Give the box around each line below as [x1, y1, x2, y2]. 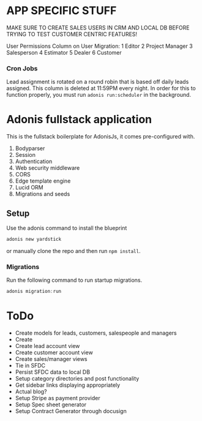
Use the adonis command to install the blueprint [6, 224, 127, 232]
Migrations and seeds [15, 191, 70, 198]
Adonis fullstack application [6, 113, 152, 126]
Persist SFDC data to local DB [15, 368, 91, 376]
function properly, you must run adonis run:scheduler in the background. [6, 91, 192, 99]
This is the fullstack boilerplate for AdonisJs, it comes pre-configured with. [6, 133, 195, 140]
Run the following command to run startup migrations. [6, 276, 143, 284]
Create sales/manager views [15, 355, 88, 362]
